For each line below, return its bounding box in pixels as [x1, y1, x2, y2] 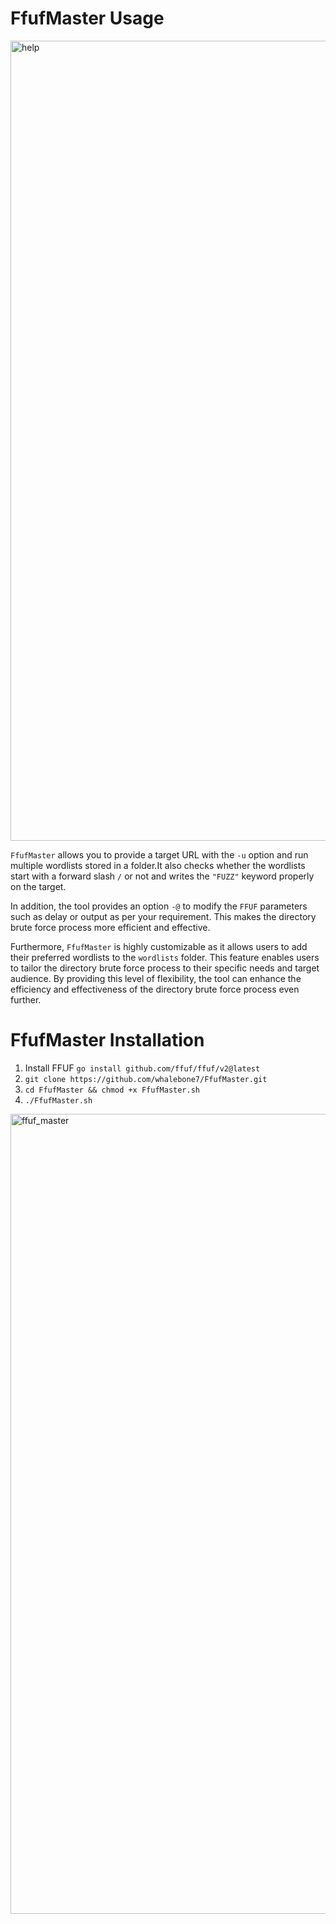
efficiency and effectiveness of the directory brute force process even [10, 983, 300, 995]
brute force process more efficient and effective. [10, 921, 211, 933]
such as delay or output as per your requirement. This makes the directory [10, 910, 317, 922]
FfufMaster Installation [10, 1029, 205, 1052]
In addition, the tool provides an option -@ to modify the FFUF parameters [10, 900, 308, 912]
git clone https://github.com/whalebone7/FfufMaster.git [24, 1074, 268, 1084]
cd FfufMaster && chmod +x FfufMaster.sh [24, 1085, 200, 1095]
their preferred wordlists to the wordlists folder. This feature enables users [10, 951, 320, 963]
